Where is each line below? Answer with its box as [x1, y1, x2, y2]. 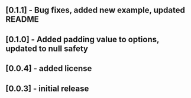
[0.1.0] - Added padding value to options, [5, 34, 160, 44]
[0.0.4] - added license [5, 63, 92, 73]
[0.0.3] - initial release [5, 83, 89, 93]
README [5, 15, 39, 25]
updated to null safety [5, 43, 88, 53]
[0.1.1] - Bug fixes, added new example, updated [5, 5, 186, 15]
